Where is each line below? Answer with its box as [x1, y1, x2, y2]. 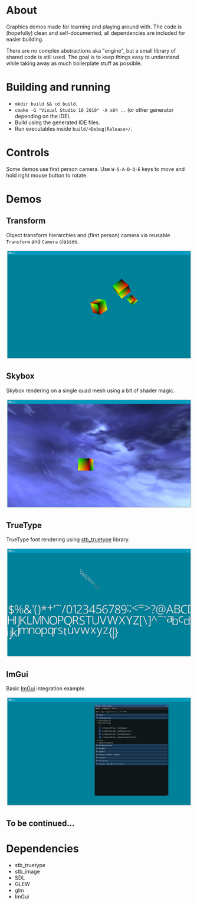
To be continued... [6, 818, 75, 828]
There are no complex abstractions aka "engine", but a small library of [6, 47, 176, 54]
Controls [6, 146, 50, 160]
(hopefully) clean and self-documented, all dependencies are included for [6, 29, 186, 36]
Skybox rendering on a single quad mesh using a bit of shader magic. [6, 387, 175, 394]
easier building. [6, 35, 44, 43]
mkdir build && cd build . [14, 100, 78, 107]
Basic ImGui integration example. [6, 685, 87, 692]
